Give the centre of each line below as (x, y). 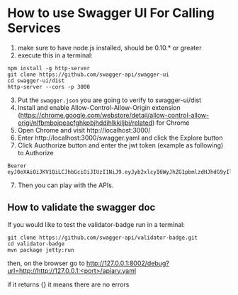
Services (34, 28)
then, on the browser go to (46, 263)
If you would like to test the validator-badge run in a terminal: (96, 224)
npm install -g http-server (49, 68)
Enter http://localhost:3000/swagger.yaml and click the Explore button (120, 138)
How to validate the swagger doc (81, 207)
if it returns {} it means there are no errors (68, 284)
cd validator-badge (36, 244)
